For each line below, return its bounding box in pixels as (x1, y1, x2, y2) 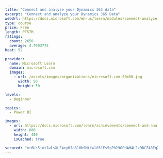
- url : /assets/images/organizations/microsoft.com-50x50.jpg (14, 75, 142, 79)
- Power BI (9, 110, 32, 115)
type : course (5, 20, 32, 26)
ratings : (5, 34, 23, 39)
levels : (5, 92, 21, 97)
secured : (5, 145, 23, 150)
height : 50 (17, 83, 40, 88)
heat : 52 (5, 47, 23, 52)
